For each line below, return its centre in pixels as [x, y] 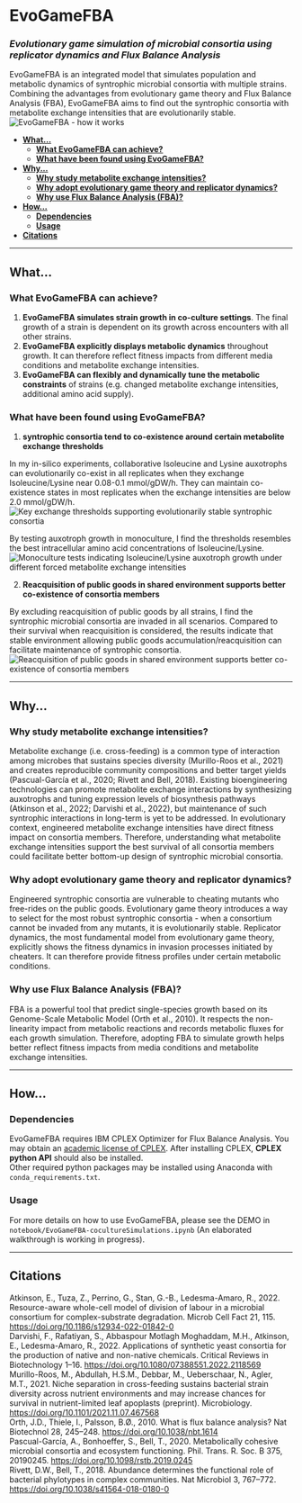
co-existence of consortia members [91, 594]
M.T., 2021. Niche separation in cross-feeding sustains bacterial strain [139, 1383]
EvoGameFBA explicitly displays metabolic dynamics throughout [145, 346]
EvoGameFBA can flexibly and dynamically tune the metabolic [141, 375]
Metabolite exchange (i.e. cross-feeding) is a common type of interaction [145, 751]
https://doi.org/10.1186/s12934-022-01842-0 [92, 1326]
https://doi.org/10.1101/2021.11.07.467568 [84, 1412]
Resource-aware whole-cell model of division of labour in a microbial [137, 1307]
